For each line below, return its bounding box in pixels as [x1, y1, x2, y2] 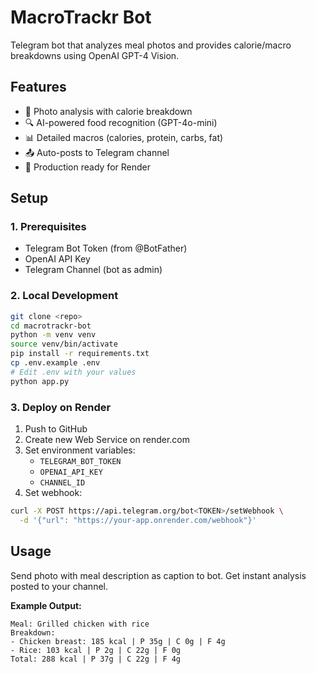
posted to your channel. [10, 580, 108, 592]
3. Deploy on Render [10, 400, 112, 414]
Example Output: [10, 599, 82, 611]
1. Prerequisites [10, 220, 87, 234]
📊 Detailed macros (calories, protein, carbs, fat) [24, 131, 224, 143]
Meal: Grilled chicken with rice [10, 619, 150, 629]
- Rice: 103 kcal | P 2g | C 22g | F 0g [10, 645, 182, 655]
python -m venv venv [10, 330, 97, 340]
